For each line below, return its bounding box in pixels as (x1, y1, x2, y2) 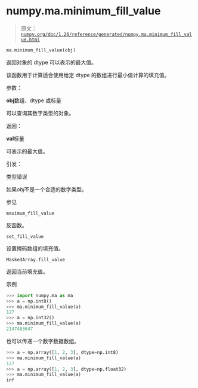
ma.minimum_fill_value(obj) (6, 47, 76, 53)
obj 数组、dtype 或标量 (6, 97, 61, 104)
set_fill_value (6, 233, 44, 240)
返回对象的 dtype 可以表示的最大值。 (6, 59, 97, 66)
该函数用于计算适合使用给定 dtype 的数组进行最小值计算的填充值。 (6, 71, 170, 78)
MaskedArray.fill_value (6, 256, 66, 262)
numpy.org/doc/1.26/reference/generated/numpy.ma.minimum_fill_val (20, 31, 192, 37)
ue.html (20, 36, 40, 42)
